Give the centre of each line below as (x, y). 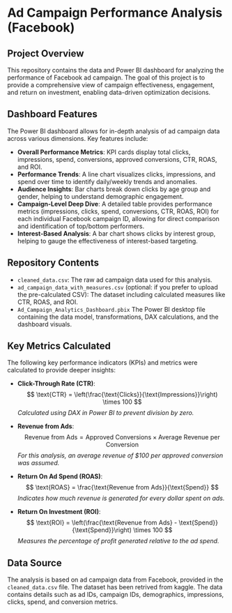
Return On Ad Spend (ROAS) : (60, 476)
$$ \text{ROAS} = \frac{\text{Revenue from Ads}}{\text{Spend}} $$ (122, 487)
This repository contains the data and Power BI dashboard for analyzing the (116, 70)
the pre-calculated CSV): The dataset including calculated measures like (121, 294)
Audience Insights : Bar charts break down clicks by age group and (114, 189)
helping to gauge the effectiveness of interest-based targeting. (108, 241)
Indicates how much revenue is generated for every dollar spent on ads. (121, 498)
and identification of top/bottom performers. (81, 226)
